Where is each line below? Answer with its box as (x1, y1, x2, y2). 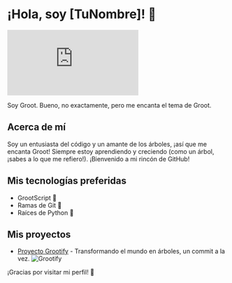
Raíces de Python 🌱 (17, 208, 74, 217)
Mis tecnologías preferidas (7, 175, 127, 187)
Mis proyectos (7, 228, 71, 240)
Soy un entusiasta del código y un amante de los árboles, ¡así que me (7, 140, 208, 148)
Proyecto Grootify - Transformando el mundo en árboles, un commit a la (17, 247, 226, 256)
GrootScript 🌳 (17, 194, 57, 202)
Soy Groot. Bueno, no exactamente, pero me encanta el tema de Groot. (7, 101, 212, 109)
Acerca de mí (7, 122, 66, 133)
